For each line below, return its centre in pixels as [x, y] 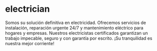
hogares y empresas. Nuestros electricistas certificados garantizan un [77, 33]
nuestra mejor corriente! [30, 43]
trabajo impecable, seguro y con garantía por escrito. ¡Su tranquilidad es [79, 38]
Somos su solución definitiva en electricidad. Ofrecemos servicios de [76, 23]
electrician [28, 9]
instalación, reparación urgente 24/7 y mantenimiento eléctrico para [74, 27]
